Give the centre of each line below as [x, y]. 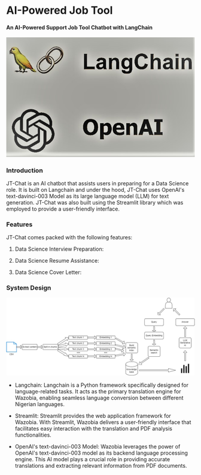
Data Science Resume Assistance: [57, 261]
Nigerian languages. [39, 404]
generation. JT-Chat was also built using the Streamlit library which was [95, 203]
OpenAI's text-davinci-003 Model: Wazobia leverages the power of [98, 447]
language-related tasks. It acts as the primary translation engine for [98, 392]
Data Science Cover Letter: [48, 272]
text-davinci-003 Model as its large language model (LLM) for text [88, 196]
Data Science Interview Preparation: [59, 249]
